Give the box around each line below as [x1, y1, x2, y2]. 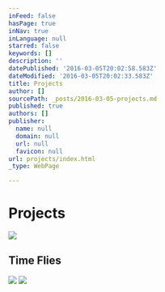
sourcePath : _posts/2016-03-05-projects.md [8, 95, 158, 103]
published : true [8, 102, 63, 110]
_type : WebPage [8, 163, 60, 171]
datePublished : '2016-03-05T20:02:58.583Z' [8, 65, 158, 73]
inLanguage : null [8, 34, 67, 43]
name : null [15, 125, 53, 133]
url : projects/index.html [8, 154, 95, 163]
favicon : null [15, 147, 63, 155]
